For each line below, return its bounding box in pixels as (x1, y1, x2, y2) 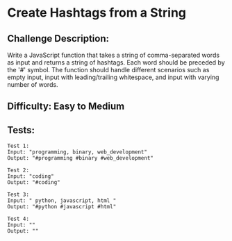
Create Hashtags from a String (7, 5, 186, 21)
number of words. (7, 81, 58, 88)
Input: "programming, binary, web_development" (7, 149, 148, 156)
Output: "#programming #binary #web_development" (7, 155, 154, 162)
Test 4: (7, 215, 30, 223)
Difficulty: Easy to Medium (7, 101, 125, 113)
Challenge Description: (7, 33, 110, 44)
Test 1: (7, 142, 30, 150)
